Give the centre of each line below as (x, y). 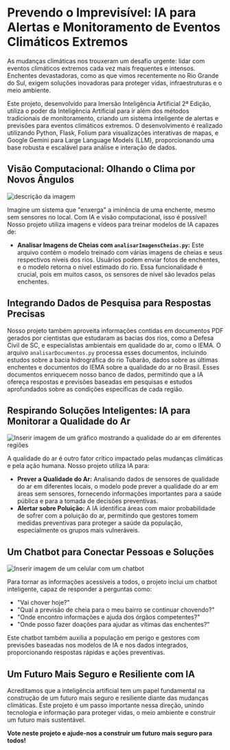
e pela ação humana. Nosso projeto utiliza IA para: (78, 466)
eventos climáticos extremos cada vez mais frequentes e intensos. (101, 68)
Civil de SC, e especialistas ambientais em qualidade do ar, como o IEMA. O (114, 345)
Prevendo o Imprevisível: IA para (102, 13)
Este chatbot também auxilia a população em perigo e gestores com (104, 638)
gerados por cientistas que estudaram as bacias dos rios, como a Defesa (111, 338)
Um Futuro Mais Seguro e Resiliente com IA (101, 674)
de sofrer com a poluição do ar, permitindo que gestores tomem (107, 516)
